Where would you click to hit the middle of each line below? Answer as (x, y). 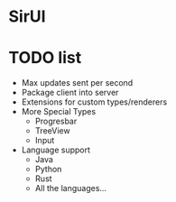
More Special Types (59, 112)
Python (48, 170)
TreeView (52, 131)
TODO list (45, 58)
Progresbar (56, 121)
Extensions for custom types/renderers (94, 102)
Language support (56, 150)
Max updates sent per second (77, 83)
